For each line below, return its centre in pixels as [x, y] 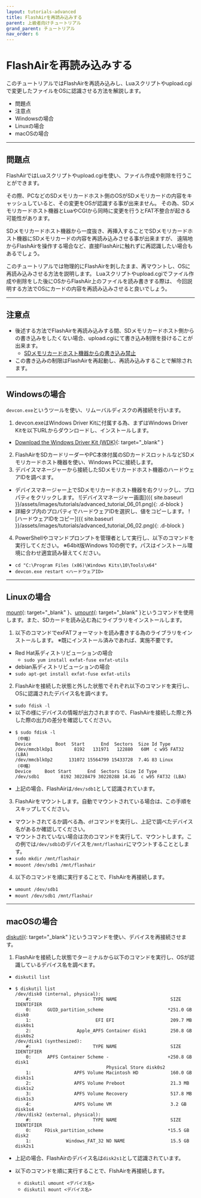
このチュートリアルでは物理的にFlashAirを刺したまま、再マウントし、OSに [98, 266]
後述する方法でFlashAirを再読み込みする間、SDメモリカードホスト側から [104, 330]
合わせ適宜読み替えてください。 [65, 553]
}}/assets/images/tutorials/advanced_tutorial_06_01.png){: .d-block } [99, 504]
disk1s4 [24, 1110]
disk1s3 [24, 1099]
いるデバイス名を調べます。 [65, 965]
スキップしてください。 [44, 809]
